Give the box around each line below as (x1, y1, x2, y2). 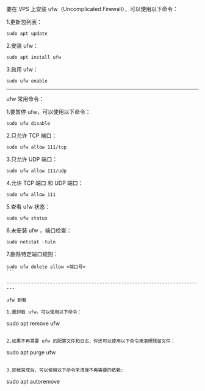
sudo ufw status (6, 215, 48, 222)
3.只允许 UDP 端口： (6, 155, 58, 163)
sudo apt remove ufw (6, 320, 60, 327)
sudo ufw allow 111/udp (6, 168, 67, 174)
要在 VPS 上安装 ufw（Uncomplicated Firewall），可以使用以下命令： (6, 6, 179, 12)
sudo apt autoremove (6, 378, 60, 385)
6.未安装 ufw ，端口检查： (6, 227, 72, 234)
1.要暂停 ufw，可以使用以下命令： (6, 108, 91, 115)
